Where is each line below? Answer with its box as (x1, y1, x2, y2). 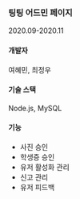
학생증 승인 (19, 151, 55, 162)
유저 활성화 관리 (19, 162, 70, 172)
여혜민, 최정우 (8, 64, 52, 74)
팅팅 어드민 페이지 (8, 6, 74, 18)
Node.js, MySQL (8, 103, 62, 113)
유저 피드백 (19, 182, 55, 192)
